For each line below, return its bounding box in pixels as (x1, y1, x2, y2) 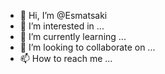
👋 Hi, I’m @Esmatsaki (19, 10, 108, 21)
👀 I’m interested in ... (19, 20, 105, 32)
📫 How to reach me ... (19, 53, 113, 64)
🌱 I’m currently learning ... (19, 31, 127, 42)
